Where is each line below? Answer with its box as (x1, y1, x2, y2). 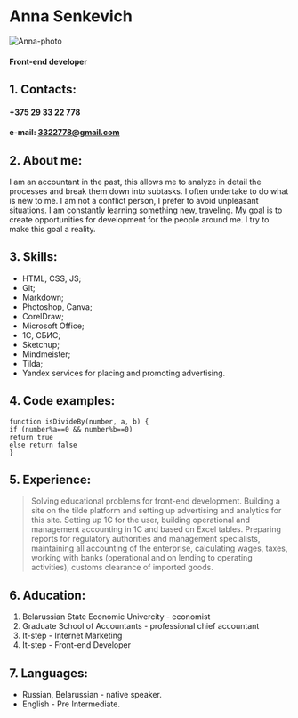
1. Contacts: (9, 82, 77, 97)
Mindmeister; (21, 349, 71, 359)
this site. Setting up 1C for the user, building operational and (30, 514, 251, 526)
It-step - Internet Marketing (21, 630, 123, 641)
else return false (9, 440, 77, 449)
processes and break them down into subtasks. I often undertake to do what (9, 185, 289, 197)
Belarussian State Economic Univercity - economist (21, 611, 211, 622)
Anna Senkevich (9, 6, 133, 27)
